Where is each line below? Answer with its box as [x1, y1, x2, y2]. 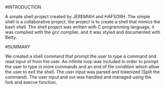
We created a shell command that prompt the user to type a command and [5, 53, 157, 59]
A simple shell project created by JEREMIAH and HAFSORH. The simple [5, 14, 150, 19]
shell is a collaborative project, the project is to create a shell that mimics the [5, 19, 161, 24]
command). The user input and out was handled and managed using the [5, 74, 152, 80]
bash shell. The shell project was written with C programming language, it [5, 24, 155, 30]
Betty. [5, 34, 17, 40]
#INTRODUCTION [5, 4, 41, 10]
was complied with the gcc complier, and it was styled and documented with [5, 29, 161, 35]
